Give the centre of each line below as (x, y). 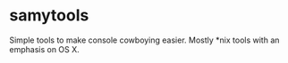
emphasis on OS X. (45, 49)
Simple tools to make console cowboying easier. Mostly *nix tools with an (144, 40)
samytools (49, 16)
